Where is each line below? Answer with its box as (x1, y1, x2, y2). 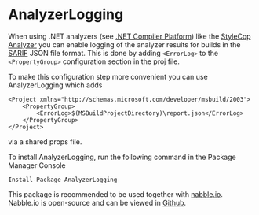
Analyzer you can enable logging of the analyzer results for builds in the (8, 39, 241, 49)
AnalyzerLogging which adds (8, 80, 103, 90)
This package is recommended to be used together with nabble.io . (8, 189, 224, 198)
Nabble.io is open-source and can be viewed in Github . (8, 198, 187, 207)
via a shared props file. (8, 136, 82, 146)
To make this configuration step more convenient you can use (8, 72, 208, 81)
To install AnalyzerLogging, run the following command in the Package (8, 152, 237, 161)
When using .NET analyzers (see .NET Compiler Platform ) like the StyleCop (8, 32, 251, 41)
